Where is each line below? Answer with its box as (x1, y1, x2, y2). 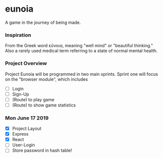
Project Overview (5, 60, 47, 67)
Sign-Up (12, 91, 29, 97)
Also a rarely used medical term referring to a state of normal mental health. (5, 48, 158, 54)
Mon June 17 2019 (5, 114, 49, 121)
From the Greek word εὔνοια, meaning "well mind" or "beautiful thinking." (5, 43, 153, 49)
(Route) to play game (12, 96, 55, 103)
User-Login (12, 142, 35, 148)
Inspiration (5, 32, 32, 38)
